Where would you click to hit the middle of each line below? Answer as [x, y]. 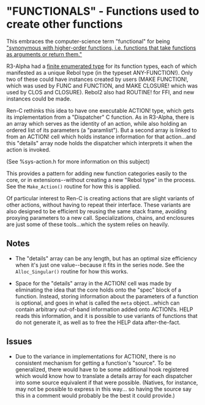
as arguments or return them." [44, 54]
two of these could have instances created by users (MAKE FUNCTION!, [97, 79]
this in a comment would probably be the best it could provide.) [95, 395]
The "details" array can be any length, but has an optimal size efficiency [106, 258]
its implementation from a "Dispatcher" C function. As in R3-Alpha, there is [100, 117]
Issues [19, 342]
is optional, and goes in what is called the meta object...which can [97, 303]
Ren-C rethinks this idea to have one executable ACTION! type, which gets [100, 110]
